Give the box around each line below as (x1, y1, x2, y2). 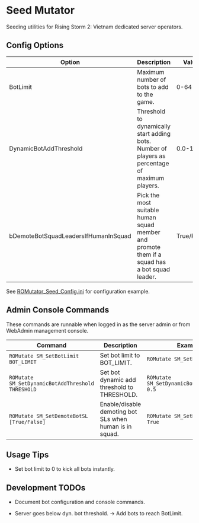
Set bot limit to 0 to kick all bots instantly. (14, 465, 115, 473)
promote (137, 243, 161, 251)
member (137, 228, 161, 236)
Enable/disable (99, 400, 142, 408)
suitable (137, 206, 159, 214)
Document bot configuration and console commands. (14, 499, 145, 506)
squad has (137, 257, 166, 266)
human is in (99, 422, 132, 430)
